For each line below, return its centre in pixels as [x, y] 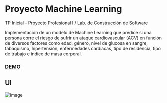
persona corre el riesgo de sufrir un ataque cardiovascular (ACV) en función [84, 38]
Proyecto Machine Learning [64, 9]
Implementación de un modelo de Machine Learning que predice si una [78, 32]
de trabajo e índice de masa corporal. [44, 54]
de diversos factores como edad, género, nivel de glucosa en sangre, [77, 43]
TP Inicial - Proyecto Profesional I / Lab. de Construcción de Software [77, 23]
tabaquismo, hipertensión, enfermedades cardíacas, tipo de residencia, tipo [83, 48]
